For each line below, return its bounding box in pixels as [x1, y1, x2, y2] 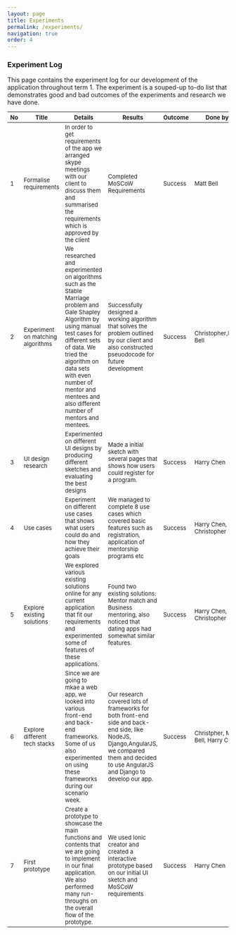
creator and [107, 840, 139, 848]
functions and [65, 833, 103, 841]
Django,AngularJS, [107, 739, 158, 748]
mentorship [107, 545, 139, 553]
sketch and [107, 875, 138, 884]
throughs [65, 896, 89, 905]
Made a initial [107, 441, 144, 449]
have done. [7, 98, 40, 106]
